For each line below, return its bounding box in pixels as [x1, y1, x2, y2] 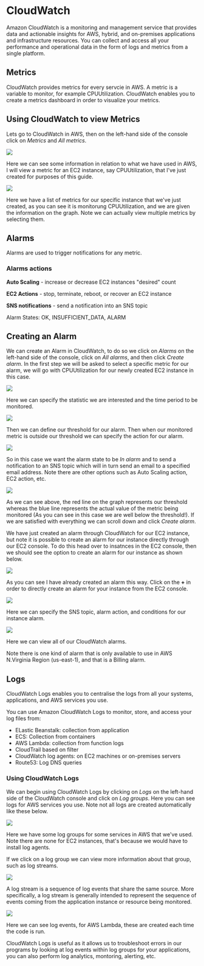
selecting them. [6, 215, 46, 223]
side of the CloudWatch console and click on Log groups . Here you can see [6, 794, 195, 802]
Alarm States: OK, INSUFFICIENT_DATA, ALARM [6, 313, 126, 321]
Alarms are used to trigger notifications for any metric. [6, 249, 143, 256]
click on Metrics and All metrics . [6, 136, 87, 144]
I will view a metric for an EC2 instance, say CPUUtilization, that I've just [6, 166, 186, 173]
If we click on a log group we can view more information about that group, [6, 855, 191, 863]
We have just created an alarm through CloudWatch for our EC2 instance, [6, 530, 190, 537]
